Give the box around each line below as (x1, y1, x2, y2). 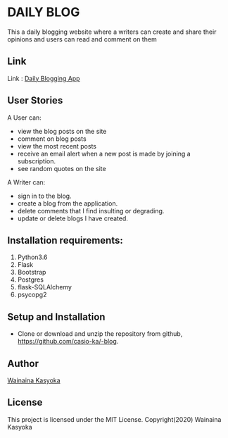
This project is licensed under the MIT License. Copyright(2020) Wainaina (7, 415, 222, 423)
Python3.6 (17, 253, 48, 261)
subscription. (17, 156, 56, 165)
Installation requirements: (7, 234, 123, 246)
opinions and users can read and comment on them (7, 35, 157, 43)
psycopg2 (17, 290, 47, 299)
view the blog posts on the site (17, 127, 107, 135)
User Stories (7, 94, 63, 106)
